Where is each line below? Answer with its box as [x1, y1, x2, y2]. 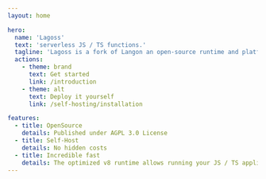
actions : [14, 56, 44, 64]
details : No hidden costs [21, 144, 108, 152]
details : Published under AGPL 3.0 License [21, 129, 168, 138]
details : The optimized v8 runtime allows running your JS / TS [21, 158, 239, 167]
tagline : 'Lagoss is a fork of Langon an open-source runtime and [14, 49, 239, 56]
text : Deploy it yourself [28, 92, 114, 100]
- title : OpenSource [14, 122, 83, 130]
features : [7, 115, 40, 123]
